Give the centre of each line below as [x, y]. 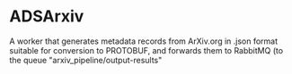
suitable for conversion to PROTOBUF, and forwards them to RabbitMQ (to [146, 50]
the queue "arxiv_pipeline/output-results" [86, 60]
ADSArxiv [47, 16]
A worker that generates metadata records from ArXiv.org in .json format [144, 41]
